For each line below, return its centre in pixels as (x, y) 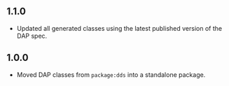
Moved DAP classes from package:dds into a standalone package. (111, 74)
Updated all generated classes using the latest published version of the (119, 28)
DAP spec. (32, 36)
